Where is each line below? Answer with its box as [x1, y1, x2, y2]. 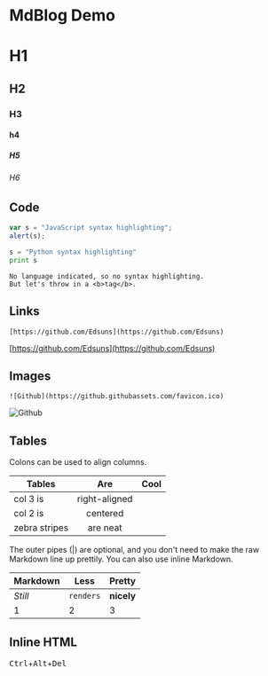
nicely [109, 590, 136, 602]
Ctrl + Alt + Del [9, 658, 67, 669]
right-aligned [76, 493, 133, 506]
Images [9, 368, 51, 383]
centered [85, 507, 124, 520]
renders [68, 591, 101, 601]
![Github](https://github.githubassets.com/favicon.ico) [9, 392, 225, 401]
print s [9, 255, 38, 264]
